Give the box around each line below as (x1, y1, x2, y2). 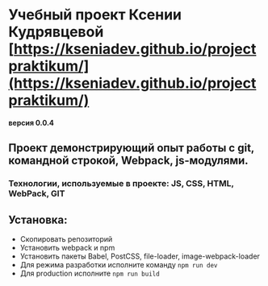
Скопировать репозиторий (19, 234, 113, 244)
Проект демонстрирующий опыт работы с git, (8, 141, 254, 155)
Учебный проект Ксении (8, 6, 182, 24)
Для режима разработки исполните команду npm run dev (19, 260, 218, 270)
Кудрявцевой (8, 23, 104, 41)
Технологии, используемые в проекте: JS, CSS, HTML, (8, 178, 234, 189)
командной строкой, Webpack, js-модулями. (8, 154, 249, 168)
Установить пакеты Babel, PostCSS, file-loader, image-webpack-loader (19, 251, 261, 261)
